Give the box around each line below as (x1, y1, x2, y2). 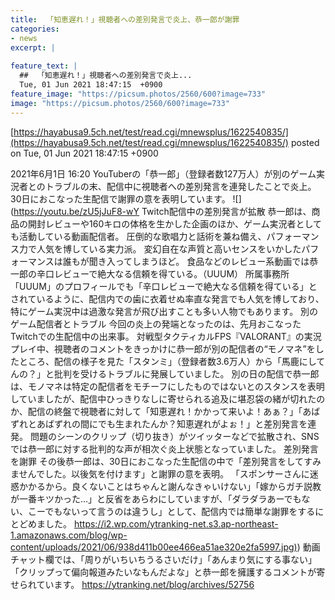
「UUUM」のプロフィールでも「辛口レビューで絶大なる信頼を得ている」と (10, 280, 318, 292)
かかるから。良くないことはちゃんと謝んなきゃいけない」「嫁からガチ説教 (18, 480, 322, 492)
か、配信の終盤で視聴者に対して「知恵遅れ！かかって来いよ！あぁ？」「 (10, 405, 303, 417)
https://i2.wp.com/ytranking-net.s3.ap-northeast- (73, 517, 279, 530)
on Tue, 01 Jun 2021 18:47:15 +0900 (10, 147, 159, 159)
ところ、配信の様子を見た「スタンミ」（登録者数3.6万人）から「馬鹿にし (18, 355, 317, 367)
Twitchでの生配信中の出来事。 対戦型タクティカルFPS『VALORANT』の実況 (10, 330, 322, 342)
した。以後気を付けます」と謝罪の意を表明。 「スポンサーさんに (44, 467, 310, 480)
